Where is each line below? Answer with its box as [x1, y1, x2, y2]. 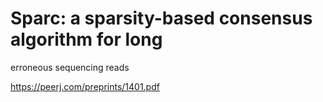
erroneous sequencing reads [10, 61, 130, 73]
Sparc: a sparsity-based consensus [10, 7, 313, 30]
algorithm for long [10, 28, 163, 51]
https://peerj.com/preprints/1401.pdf [10, 80, 160, 92]
